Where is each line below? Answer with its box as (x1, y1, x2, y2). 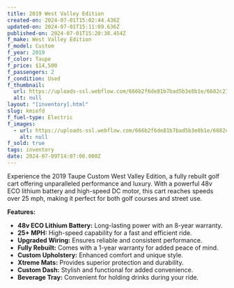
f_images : (7, 120, 36, 128)
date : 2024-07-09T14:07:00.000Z (7, 153, 101, 160)
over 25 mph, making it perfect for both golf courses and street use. (7, 194, 203, 202)
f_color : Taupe (7, 56, 52, 63)
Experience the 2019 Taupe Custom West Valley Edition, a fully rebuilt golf (7, 172, 219, 180)
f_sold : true (7, 140, 45, 147)
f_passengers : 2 (7, 68, 54, 75)
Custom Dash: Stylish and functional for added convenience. (17, 266, 194, 274)
